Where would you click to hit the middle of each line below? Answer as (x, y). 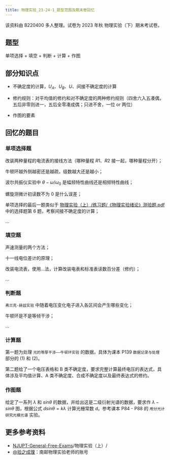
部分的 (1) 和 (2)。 (24, 358)
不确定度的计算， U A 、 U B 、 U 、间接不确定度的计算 (64, 87)
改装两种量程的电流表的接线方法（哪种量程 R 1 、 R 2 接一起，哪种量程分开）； (84, 160)
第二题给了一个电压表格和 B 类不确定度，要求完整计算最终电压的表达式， (81, 369)
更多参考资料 (25, 432)
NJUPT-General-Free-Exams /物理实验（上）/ (60, 445)
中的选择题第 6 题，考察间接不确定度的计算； (53, 211)
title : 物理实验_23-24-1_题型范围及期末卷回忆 (50, 10)
